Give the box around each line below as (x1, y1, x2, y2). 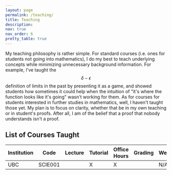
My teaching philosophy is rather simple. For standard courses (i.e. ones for (5, 50, 165, 57)
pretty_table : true (5, 37, 47, 42)
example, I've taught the (5, 66, 56, 73)
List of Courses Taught (5, 131, 80, 139)
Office (113, 146, 129, 153)
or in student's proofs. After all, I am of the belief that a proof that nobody (5, 110, 160, 116)
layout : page (5, 7, 33, 13)
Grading (134, 149, 154, 156)
